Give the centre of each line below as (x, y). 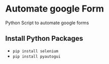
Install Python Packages (44, 39)
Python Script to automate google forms (47, 23)
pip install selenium (35, 51)
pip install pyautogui (37, 56)
